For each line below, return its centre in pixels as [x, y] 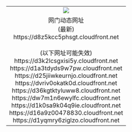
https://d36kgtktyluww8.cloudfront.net [66, 90]
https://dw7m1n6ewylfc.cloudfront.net [66, 98]
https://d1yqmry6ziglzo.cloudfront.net [66, 120]
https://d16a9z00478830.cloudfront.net [66, 112]
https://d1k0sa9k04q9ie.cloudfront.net [66, 105]
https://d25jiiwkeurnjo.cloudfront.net [66, 76]
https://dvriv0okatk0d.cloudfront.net [66, 83]
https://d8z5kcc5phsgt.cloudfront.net [66, 37]
